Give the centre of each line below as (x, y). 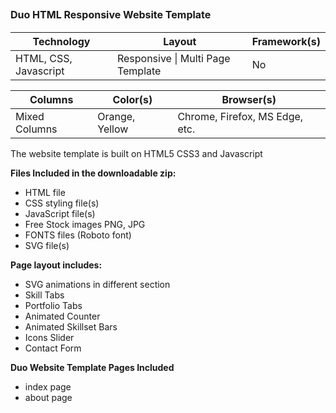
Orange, (116, 116)
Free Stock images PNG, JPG (85, 224)
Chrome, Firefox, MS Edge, (240, 116)
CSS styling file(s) (62, 203)
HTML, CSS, (44, 58)
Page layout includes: (56, 265)
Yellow (113, 129)
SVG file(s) (47, 245)
